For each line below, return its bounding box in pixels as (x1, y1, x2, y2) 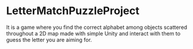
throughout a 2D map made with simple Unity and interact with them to (6, 30, 181, 37)
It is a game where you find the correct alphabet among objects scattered (6, 24, 188, 31)
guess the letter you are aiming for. (6, 36, 93, 43)
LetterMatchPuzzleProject (6, 4, 140, 18)
